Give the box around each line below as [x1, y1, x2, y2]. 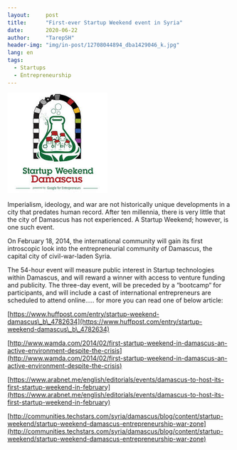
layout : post [7, 11, 59, 19]
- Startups [14, 64, 46, 71]
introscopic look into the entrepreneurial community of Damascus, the [7, 244, 213, 252]
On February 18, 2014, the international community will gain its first [7, 236, 203, 245]
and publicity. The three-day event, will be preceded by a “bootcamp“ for [7, 280, 222, 289]
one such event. [7, 223, 55, 231]
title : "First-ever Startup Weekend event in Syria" [7, 19, 183, 26]
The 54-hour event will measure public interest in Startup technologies [7, 265, 215, 274]
